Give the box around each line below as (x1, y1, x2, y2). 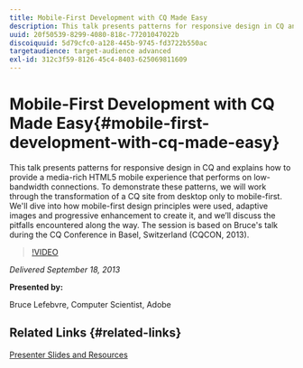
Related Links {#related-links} (9, 326, 182, 341)
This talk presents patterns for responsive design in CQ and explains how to (9, 161, 291, 172)
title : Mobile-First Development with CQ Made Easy (9, 13, 207, 23)
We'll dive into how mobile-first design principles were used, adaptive (9, 200, 269, 211)
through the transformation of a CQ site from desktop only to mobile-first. (9, 190, 282, 201)
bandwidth (9, 181, 50, 192)
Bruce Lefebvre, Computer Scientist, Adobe (9, 299, 171, 309)
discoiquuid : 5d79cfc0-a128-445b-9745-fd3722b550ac (9, 38, 207, 48)
